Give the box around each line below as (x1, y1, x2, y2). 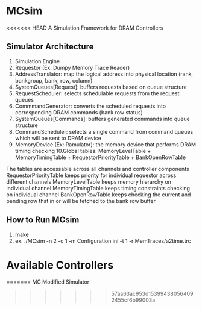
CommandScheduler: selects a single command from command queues (14, 128, 194, 135)
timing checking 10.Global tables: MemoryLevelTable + (14, 147, 151, 154)
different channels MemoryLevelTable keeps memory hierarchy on (6, 178, 172, 185)
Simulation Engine (14, 57, 60, 64)
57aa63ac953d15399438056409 (111, 290, 194, 297)
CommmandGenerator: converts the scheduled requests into (14, 102, 166, 110)
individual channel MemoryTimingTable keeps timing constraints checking (6, 184, 191, 192)
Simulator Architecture (6, 42, 94, 52)
